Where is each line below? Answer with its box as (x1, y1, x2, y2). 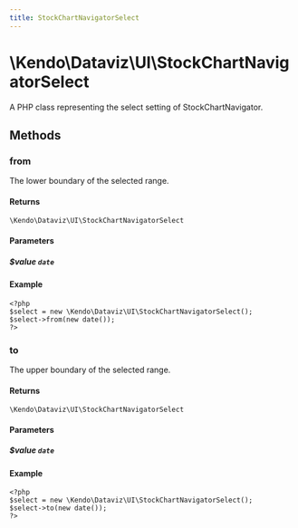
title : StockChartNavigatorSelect (9, 13, 140, 23)
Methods (9, 128, 62, 143)
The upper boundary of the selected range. (9, 364, 171, 375)
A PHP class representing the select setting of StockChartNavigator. (9, 101, 264, 112)
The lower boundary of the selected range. (9, 176, 169, 187)
